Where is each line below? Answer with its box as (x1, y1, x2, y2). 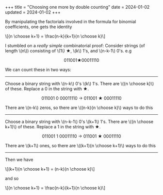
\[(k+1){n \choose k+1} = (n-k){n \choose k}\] (5, 166, 95, 172)
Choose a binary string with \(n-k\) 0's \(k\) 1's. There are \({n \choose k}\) (5, 81, 154, 87)
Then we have (5, 157, 33, 162)
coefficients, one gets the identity (5, 24, 72, 30)
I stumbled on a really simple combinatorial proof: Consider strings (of (5, 43, 145, 48)
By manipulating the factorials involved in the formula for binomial (5, 19, 136, 24)
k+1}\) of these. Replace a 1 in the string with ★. (5, 124, 101, 129)
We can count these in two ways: (5, 67, 71, 72)
